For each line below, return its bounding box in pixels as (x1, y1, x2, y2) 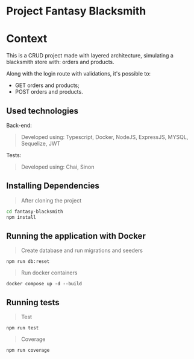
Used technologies (6, 106, 79, 116)
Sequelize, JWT (20, 140, 61, 147)
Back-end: (6, 121, 32, 129)
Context (6, 32, 48, 46)
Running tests (6, 297, 60, 308)
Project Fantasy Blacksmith (6, 4, 146, 18)
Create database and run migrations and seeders (20, 247, 143, 254)
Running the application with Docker (6, 231, 146, 241)
